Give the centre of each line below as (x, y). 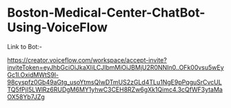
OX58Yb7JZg (26, 97)
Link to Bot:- (25, 46)
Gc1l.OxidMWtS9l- (33, 75)
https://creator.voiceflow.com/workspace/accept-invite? (87, 60)
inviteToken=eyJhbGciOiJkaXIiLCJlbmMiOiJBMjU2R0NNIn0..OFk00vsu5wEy (115, 67)
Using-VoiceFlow (58, 27)
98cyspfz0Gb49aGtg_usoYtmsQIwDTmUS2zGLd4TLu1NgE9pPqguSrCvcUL (114, 82)
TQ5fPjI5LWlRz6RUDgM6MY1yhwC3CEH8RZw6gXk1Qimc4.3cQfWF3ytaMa (115, 89)
